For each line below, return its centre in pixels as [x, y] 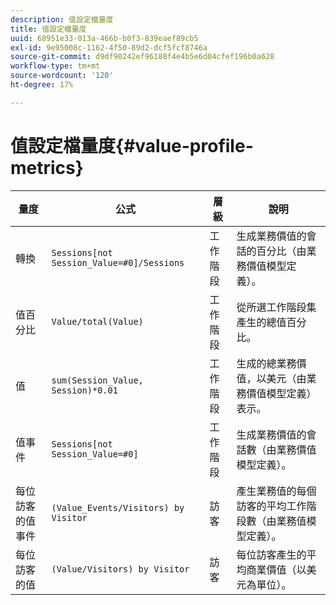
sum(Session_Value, [97, 380]
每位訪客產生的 [271, 554]
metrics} [47, 167]
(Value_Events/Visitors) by [118, 507]
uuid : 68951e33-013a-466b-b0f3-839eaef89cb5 [104, 38]
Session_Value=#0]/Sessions [118, 262]
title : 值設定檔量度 [48, 29]
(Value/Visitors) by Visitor [120, 569]
